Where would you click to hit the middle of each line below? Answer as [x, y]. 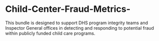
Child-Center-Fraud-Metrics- [68, 9]
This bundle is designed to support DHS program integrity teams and [77, 23]
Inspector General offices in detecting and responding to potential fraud [80, 28]
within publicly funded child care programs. [50, 33]
